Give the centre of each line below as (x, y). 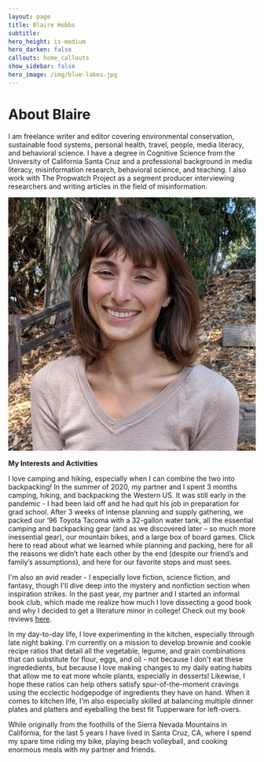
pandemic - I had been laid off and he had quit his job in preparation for (124, 504)
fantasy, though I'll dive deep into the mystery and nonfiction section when (129, 586)
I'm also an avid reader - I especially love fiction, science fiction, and (119, 577)
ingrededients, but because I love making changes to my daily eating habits (130, 668)
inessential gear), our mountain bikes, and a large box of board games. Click (132, 537)
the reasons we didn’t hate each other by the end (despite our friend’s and (128, 554)
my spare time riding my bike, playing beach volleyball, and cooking (118, 742)
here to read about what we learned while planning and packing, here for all (130, 545)
